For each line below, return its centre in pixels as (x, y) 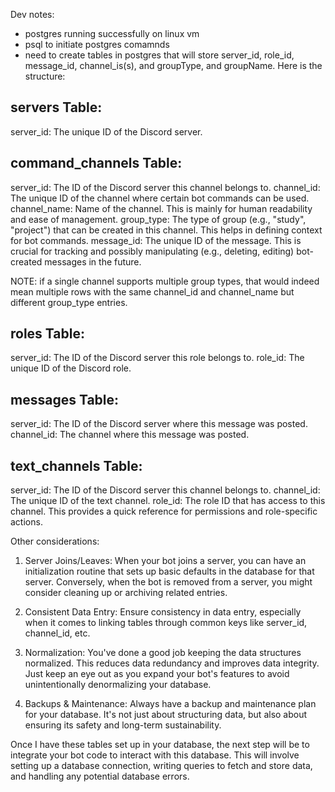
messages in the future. (93, 261)
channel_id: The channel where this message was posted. (130, 435)
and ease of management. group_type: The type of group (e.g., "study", (158, 219)
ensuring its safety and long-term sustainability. (123, 725)
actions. (26, 522)
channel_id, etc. (57, 633)
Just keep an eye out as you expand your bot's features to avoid (157, 674)
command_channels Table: (96, 163)
